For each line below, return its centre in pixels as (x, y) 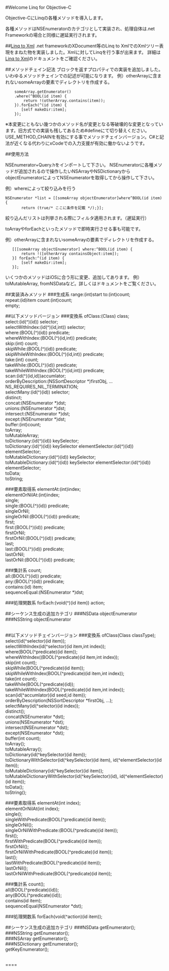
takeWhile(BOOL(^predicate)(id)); (40, 684)
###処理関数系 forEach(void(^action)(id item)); (54, 917)
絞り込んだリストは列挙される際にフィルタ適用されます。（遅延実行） (77, 218)
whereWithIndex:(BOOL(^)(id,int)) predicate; (51, 338)
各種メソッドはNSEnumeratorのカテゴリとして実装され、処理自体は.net (80, 29)
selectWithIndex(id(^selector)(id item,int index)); (56, 646)
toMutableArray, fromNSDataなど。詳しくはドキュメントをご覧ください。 (82, 284)
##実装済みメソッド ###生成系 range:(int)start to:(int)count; (68, 294)
